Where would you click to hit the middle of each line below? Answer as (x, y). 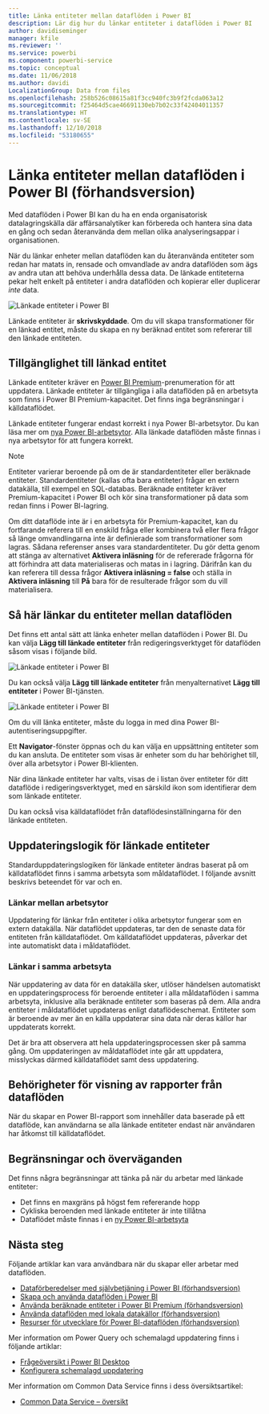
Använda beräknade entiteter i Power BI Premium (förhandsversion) (131, 1306)
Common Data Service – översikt (74, 1402)
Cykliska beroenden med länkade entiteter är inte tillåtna (113, 1211)
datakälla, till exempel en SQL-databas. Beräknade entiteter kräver (117, 489)
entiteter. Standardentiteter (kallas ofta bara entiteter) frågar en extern (124, 480)
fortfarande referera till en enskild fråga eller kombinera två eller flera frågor (133, 530)
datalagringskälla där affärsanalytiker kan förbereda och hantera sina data (130, 223)
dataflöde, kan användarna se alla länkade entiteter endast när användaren (132, 1125)
